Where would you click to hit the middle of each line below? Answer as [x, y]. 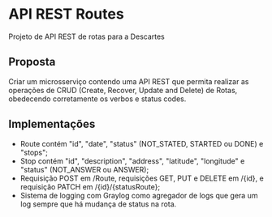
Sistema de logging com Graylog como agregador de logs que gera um [139, 195]
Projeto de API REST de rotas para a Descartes [86, 36]
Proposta [32, 62]
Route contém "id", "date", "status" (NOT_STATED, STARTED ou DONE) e [142, 143]
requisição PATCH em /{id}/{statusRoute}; [90, 186]
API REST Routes [66, 14]
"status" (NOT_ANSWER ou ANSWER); [84, 169]
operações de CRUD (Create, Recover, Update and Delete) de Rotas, [123, 90]
